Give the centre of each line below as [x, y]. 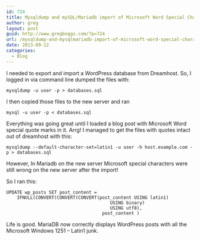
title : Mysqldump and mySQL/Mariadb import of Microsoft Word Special [96, 17]
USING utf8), [126, 208]
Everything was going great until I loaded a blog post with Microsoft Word [96, 124]
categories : [21, 51]
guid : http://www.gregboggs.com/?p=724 [56, 34]
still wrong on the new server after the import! [62, 170]
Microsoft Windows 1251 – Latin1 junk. [52, 230]
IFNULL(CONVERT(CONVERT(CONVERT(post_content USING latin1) [93, 198]
